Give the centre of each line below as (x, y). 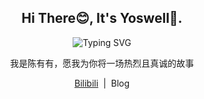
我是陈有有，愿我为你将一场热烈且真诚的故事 (102, 63)
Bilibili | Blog (101, 83)
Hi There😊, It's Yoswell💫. (102, 18)
